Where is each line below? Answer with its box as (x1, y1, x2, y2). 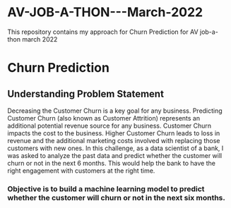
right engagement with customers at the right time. (7, 166, 155, 175)
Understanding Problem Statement (7, 87, 165, 99)
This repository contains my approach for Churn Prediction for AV (7, 27, 199, 36)
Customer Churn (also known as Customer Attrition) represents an (7, 114, 200, 122)
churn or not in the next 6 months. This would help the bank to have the (7, 159, 215, 167)
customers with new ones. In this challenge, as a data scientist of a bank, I (7, 144, 224, 152)
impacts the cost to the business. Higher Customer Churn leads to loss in (7, 128, 220, 137)
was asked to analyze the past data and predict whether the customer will (7, 151, 223, 159)
